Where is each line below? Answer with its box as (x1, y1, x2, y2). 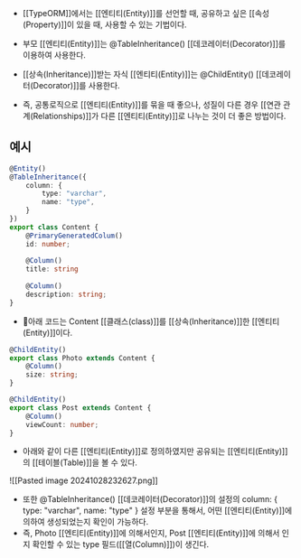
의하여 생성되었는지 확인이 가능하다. (22, 516, 149, 527)
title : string (25, 265, 79, 274)
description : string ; (25, 290, 107, 299)
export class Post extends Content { (9, 403, 152, 413)
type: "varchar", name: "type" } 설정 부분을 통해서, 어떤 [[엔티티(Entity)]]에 (22, 505, 292, 516)
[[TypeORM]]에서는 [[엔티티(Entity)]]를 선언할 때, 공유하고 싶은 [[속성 (22, 8, 269, 18)
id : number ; (25, 239, 71, 248)
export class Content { (9, 222, 99, 232)
